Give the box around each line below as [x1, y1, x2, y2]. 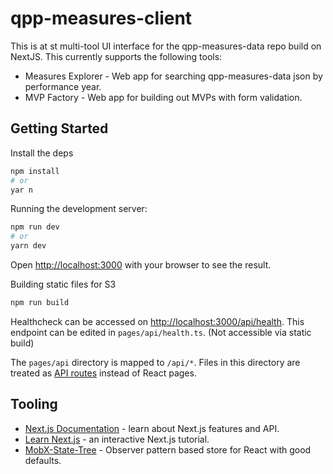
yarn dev [10, 241, 47, 251]
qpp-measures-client [10, 7, 193, 30]
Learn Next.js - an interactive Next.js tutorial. [24, 433, 210, 445]
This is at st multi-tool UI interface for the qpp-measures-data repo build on [10, 40, 322, 52]
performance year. [24, 80, 102, 92]
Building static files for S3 [10, 278, 117, 290]
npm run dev [10, 222, 60, 232]
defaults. [24, 454, 62, 466]
